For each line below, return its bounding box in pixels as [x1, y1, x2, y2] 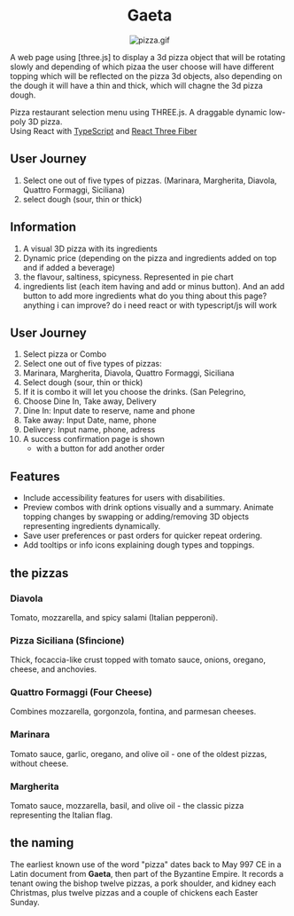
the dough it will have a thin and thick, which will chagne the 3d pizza [10, 80, 264, 91]
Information [10, 219, 77, 235]
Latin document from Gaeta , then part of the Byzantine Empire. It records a [10, 868, 284, 879]
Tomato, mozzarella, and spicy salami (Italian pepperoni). [10, 612, 219, 622]
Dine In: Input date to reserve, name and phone [22, 406, 196, 416]
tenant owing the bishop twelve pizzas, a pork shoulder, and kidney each [10, 878, 277, 888]
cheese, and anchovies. [10, 664, 97, 675]
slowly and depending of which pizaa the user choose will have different [10, 61, 275, 72]
